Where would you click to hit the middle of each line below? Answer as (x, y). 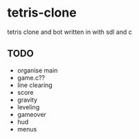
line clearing (35, 85)
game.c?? (31, 77)
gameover (31, 114)
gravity (27, 100)
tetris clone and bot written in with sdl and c (70, 32)
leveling (28, 107)
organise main (37, 70)
